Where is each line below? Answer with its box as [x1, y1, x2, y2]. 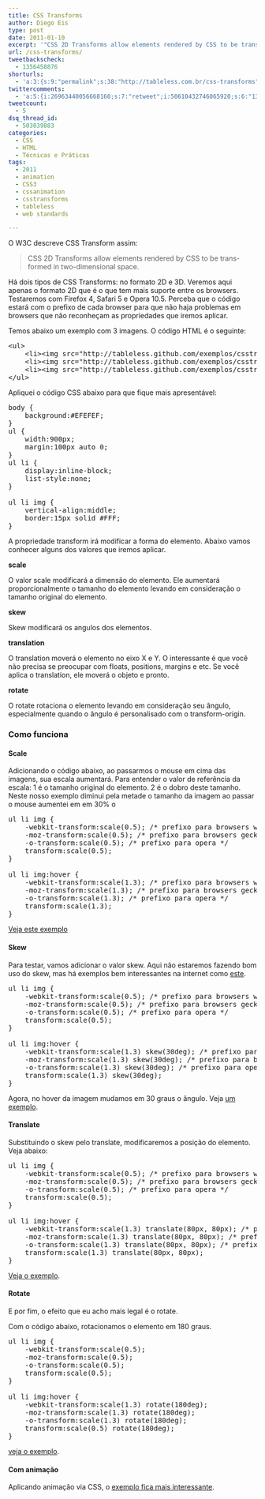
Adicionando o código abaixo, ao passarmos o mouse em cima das [8, 766, 226, 776]
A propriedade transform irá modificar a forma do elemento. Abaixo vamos [8, 536, 251, 546]
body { [8, 404, 34, 412]
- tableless [15, 202, 55, 210]
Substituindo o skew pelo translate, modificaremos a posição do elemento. [8, 1137, 251, 1147]
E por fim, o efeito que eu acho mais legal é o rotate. [8, 1306, 178, 1316]
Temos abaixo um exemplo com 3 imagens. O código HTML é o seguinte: [8, 326, 247, 336]
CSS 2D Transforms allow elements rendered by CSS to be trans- [27, 254, 241, 263]
